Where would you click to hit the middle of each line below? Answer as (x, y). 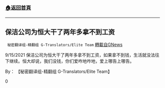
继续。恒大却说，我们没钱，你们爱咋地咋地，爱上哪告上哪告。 (71, 61)
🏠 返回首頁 (18, 7)
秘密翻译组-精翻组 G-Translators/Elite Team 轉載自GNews (65, 44)
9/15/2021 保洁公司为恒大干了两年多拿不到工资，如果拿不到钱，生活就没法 (80, 55)
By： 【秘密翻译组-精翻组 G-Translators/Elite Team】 (59, 71)
